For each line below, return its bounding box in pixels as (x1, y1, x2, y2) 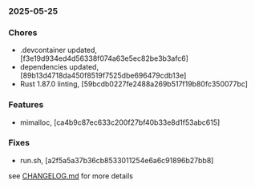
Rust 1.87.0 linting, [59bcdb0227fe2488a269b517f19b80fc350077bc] (19, 79, 249, 89)
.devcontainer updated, (19, 46, 98, 55)
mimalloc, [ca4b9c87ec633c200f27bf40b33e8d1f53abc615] (19, 118, 221, 127)
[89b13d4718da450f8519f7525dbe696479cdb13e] (19, 70, 187, 81)
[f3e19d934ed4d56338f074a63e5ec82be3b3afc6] (19, 54, 188, 63)
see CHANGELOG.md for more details (8, 170, 134, 181)
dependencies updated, (19, 62, 99, 72)
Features (8, 99, 44, 110)
